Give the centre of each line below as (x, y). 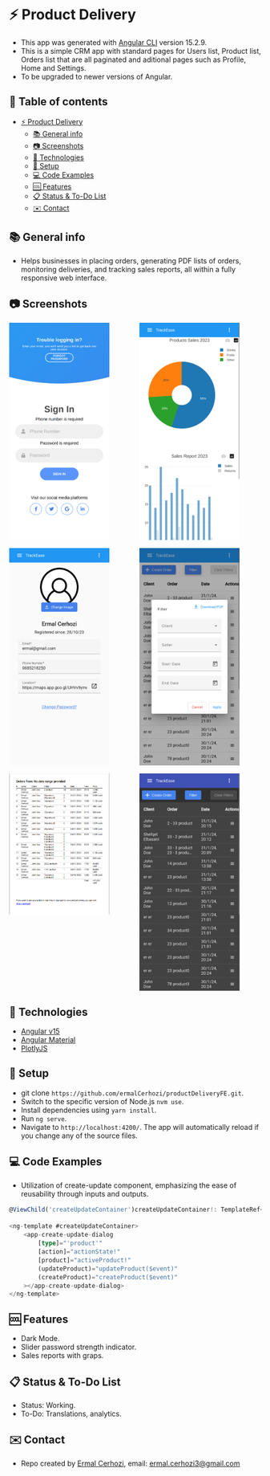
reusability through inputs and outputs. (85, 1193)
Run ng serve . (44, 1118)
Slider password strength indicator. (79, 1347)
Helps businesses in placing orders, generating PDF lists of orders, (131, 260)
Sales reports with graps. (62, 1356)
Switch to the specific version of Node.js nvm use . (102, 1101)
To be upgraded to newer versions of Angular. (97, 76)
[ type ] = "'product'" (71, 1244)
